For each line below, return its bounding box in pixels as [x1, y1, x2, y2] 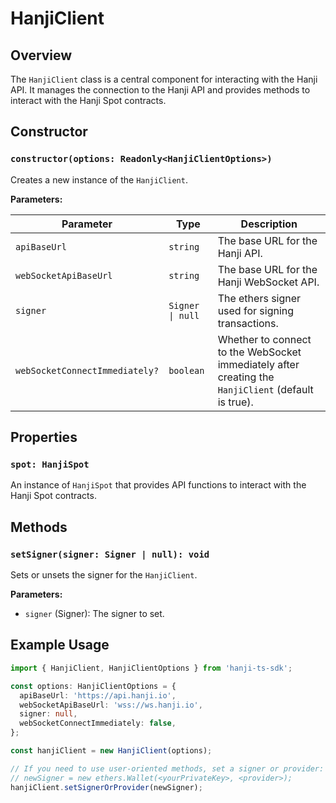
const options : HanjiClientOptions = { [10, 681, 177, 691]
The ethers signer [217, 291, 302, 305]
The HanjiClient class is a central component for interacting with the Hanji [10, 73, 318, 85]
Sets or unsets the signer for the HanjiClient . [10, 569, 198, 581]
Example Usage [10, 637, 110, 654]
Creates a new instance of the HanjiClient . [10, 173, 188, 186]
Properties [10, 429, 78, 446]
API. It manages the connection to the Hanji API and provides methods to [10, 84, 311, 96]
